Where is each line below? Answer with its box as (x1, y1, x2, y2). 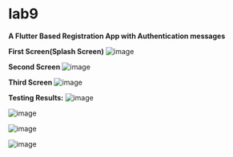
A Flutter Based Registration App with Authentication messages (8, 31, 226, 41)
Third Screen (8, 77, 53, 87)
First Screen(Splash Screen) (8, 46, 104, 56)
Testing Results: (8, 92, 64, 102)
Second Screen (8, 61, 61, 72)
